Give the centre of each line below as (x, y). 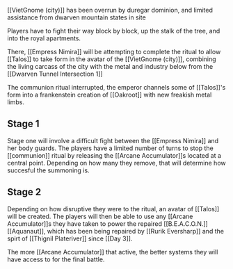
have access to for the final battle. (56, 259)
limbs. (16, 102)
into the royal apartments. (44, 38)
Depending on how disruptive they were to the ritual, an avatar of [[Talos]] (113, 209)
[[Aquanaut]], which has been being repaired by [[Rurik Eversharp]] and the (116, 231)
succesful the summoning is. (48, 170)
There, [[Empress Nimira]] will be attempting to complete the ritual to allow (114, 52)
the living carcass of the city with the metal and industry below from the (110, 66)
